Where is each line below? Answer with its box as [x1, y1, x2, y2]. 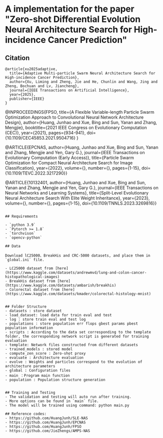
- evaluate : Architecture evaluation [5, 355, 84, 360]
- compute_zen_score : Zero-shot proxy [5, 351, 86, 356]
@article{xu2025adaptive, [5, 67, 57, 71]
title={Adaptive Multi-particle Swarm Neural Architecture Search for [9, 71, 156, 76]
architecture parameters [5, 364, 55, 368]
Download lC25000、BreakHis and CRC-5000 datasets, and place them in [5, 253, 151, 258]
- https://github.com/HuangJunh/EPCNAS [5, 420, 86, 425]
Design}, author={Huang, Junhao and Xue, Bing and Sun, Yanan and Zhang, [5, 120, 157, 125]
